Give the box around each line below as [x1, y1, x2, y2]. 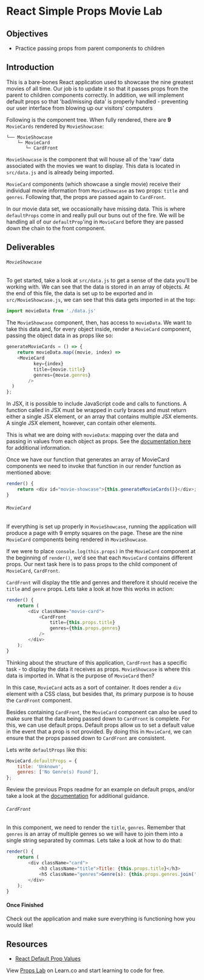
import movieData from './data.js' [6, 308, 97, 314]
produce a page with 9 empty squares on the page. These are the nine [6, 529, 183, 536]
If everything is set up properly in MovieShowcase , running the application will [6, 522, 197, 530]
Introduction [6, 62, 55, 72]
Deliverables [6, 242, 55, 253]
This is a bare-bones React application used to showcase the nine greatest [6, 78, 194, 86]
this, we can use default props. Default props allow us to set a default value [6, 721, 195, 729]
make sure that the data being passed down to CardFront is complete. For [6, 715, 190, 722]
